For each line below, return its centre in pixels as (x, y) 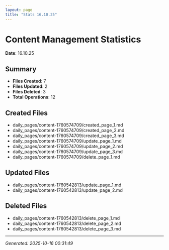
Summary (21, 69)
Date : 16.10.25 (20, 53)
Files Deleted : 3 (29, 92)
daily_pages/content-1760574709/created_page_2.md (68, 131)
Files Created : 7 (29, 81)
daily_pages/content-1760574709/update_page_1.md (67, 141)
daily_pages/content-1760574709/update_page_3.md (68, 152)
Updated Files (27, 173)
